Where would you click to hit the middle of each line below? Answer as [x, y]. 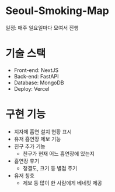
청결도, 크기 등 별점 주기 [50, 168]
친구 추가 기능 [29, 146]
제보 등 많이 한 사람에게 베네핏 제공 [62, 183]
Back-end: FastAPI [36, 76]
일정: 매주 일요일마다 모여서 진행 [42, 28]
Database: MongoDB [39, 83]
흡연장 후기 [27, 161]
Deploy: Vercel [32, 88]
